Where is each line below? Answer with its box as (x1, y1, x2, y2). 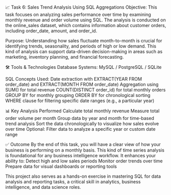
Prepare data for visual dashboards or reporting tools (5, 163, 117, 169)
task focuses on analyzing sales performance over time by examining (5, 12, 152, 17)
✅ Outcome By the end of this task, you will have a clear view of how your (5, 141, 161, 147)
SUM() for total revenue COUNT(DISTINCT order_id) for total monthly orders (5, 87, 166, 93)
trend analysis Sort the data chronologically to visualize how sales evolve (5, 120, 159, 127)
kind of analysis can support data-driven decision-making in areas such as (5, 48, 163, 55)
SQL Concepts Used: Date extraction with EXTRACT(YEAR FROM (5, 76, 142, 82)
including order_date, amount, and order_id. (5, 28, 97, 34)
